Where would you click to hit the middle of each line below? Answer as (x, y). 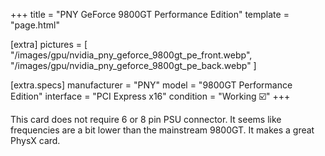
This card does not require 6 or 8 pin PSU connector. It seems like (146, 119)
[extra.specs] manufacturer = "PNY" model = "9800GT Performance (151, 85)
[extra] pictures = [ (49, 44)
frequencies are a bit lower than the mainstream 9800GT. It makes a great (162, 130)
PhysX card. (35, 140)
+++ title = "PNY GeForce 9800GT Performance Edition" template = (150, 14)
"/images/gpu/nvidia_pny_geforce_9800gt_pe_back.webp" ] (133, 65)
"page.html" (35, 25)
